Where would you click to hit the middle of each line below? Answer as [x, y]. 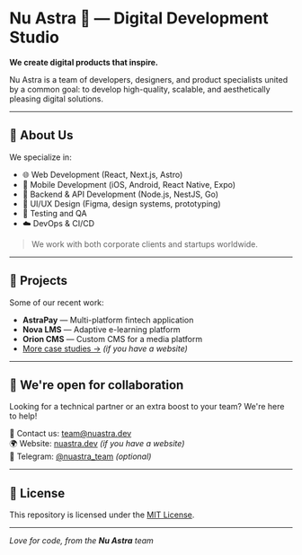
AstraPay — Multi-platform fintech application [108, 320]
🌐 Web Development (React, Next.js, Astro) [102, 174]
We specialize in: [40, 157]
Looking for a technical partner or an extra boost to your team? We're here [147, 407]
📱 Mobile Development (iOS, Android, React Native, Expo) [129, 184]
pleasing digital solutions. [56, 99]
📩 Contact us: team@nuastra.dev [71, 434]
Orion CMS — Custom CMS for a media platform [112, 339]
